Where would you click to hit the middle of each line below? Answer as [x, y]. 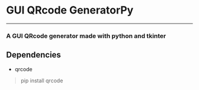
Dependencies [33, 55]
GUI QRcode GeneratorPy [70, 10]
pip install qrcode [42, 81]
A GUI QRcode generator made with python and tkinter [86, 36]
